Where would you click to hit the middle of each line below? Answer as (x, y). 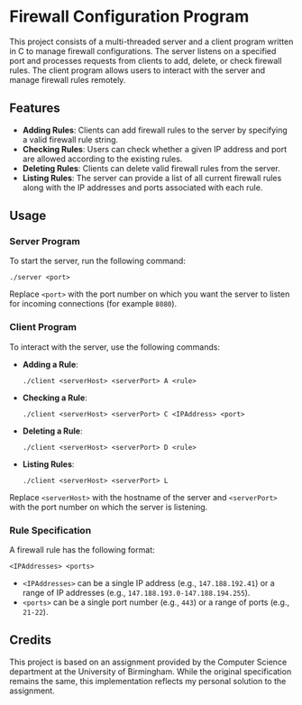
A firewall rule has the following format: (82, 550)
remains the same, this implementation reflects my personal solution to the (148, 681)
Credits (31, 641)
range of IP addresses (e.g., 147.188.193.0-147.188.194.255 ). (136, 593)
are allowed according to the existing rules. (102, 159)
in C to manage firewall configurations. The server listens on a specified (143, 50)
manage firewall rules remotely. (68, 79)
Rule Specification (50, 530)
